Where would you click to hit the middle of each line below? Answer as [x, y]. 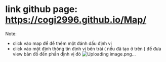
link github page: [41, 9]
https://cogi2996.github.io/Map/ [76, 20]
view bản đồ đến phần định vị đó [47, 54]
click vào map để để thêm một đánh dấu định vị [62, 43]
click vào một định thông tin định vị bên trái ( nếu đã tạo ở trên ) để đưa [87, 48]
